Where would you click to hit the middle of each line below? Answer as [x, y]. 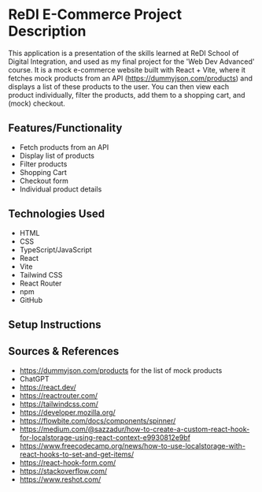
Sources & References [64, 351]
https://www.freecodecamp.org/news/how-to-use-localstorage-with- [133, 445]
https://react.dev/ [48, 387]
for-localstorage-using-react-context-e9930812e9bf [105, 437]
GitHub [31, 300]
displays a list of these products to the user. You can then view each [119, 86]
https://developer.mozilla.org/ [67, 412]
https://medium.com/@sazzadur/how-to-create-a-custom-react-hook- [135, 429]
